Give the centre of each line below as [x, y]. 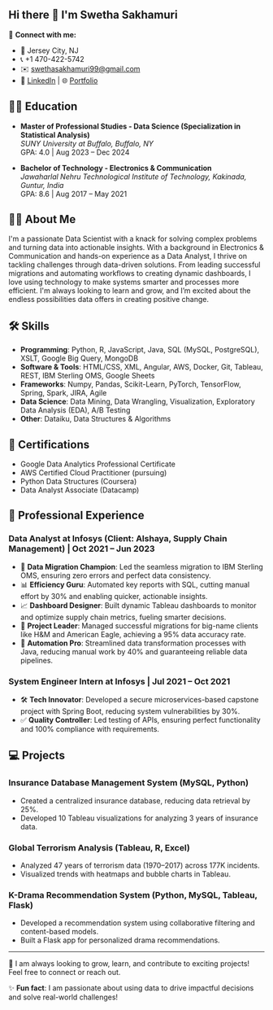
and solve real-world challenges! [63, 997]
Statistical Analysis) [55, 134]
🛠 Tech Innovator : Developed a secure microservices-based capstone [139, 700]
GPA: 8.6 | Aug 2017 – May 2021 [74, 194]
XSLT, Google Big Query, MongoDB [79, 358]
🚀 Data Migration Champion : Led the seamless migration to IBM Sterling [142, 566]
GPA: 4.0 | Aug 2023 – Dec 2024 [75, 152]
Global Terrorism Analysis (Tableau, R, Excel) [100, 847]
